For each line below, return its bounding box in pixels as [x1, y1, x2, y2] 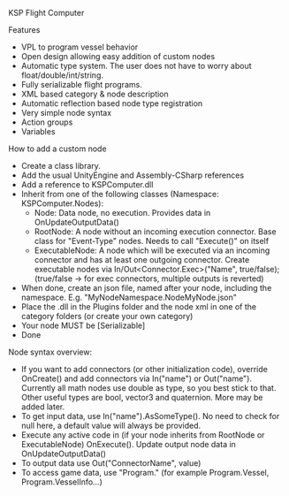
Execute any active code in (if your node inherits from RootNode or [20, 430, 265, 440]
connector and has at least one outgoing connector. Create [34, 255, 250, 264]
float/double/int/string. [20, 70, 103, 80]
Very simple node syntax [20, 108, 112, 118]
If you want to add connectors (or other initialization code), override [20, 364, 269, 374]
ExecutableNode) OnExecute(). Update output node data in [20, 439, 236, 449]
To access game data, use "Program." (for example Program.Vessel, [20, 468, 270, 477]
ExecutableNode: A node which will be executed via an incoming [34, 245, 270, 256]
